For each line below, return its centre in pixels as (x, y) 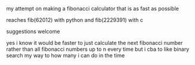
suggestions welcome (33, 31)
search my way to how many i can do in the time (66, 55)
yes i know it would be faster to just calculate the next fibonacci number (95, 43)
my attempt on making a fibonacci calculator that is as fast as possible (92, 9)
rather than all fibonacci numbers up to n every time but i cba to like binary (98, 49)
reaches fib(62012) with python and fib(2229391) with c (75, 20)
